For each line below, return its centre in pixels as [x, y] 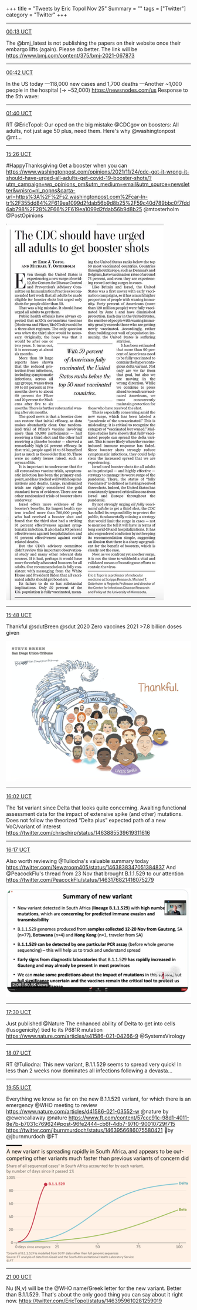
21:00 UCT [19, 1277]
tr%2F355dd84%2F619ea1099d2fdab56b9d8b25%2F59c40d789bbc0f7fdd [98, 203]
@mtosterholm [161, 209]
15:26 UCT [19, 154]
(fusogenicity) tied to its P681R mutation [55, 1030]
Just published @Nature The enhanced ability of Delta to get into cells [91, 1024]
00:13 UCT [19, 31]
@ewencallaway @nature [37, 1118]
